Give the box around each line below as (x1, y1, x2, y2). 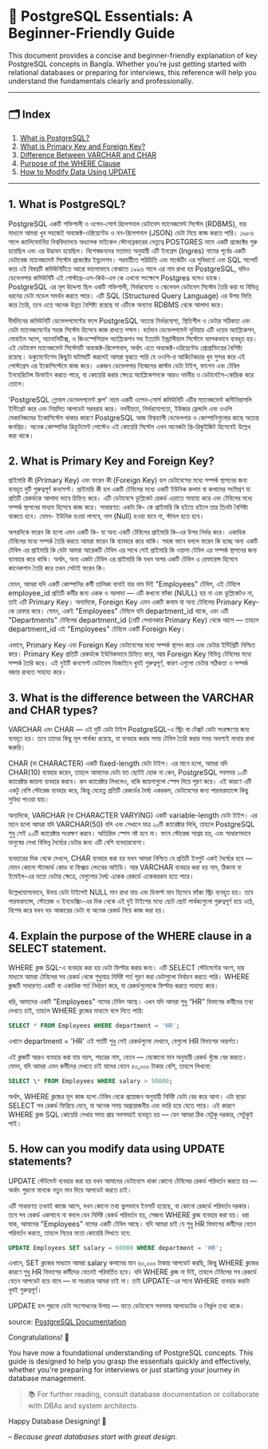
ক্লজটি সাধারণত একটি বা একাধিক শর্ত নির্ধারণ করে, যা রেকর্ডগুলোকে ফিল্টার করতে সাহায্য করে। (8, 981, 219, 990)
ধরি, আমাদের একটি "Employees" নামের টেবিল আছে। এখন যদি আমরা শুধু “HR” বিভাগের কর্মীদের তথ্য (8, 997, 254, 1006)
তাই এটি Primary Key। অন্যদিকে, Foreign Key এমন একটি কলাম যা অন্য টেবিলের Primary (8, 597, 242, 607)
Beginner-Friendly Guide (8, 24, 175, 42)
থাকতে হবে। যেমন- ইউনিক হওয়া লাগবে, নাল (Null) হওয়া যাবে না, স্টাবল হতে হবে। (8, 512, 205, 521)
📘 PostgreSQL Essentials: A (8, 7, 194, 26)
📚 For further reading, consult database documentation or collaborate (27, 1390, 259, 1399)
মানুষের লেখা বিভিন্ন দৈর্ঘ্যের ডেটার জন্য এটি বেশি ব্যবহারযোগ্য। (8, 838, 147, 847)
